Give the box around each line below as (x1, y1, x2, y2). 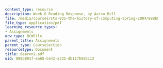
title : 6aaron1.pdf (5, 51, 45, 57)
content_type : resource (5, 7, 53, 12)
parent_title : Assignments (5, 38, 60, 43)
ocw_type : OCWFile (5, 34, 42, 39)
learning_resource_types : (5, 25, 57, 30)
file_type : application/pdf (5, 20, 62, 25)
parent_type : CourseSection (5, 43, 62, 47)
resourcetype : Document (5, 47, 53, 52)
